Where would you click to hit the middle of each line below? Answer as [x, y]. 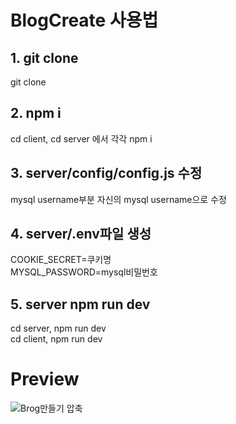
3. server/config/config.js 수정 [106, 173]
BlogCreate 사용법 [84, 20]
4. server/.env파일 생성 [81, 234]
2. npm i [36, 113]
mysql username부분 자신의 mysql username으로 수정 [118, 199]
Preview [45, 379]
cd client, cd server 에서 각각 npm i [81, 138]
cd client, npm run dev [56, 339]
